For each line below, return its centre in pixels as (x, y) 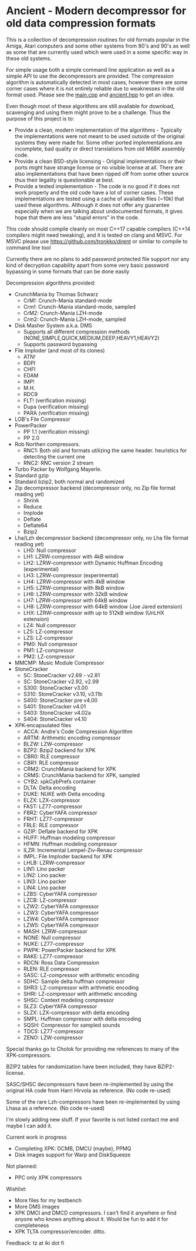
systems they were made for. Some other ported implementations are (98, 142)
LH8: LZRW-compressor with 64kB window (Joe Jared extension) (103, 606)
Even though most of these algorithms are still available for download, (90, 106)
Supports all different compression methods (77, 332)
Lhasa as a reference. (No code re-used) (55, 1108)
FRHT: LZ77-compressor (53, 819)
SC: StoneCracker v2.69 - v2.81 (62, 675)
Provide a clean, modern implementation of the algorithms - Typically (98, 130)
